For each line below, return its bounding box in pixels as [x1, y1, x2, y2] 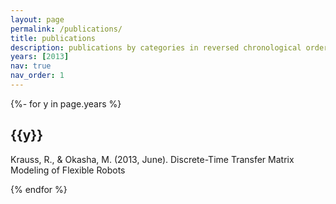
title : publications [10, 33, 97, 43]
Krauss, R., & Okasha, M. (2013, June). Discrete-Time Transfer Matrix [10, 153, 295, 165]
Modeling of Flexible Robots [10, 164, 126, 176]
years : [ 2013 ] [10, 52, 70, 62]
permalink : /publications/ [10, 24, 123, 34]
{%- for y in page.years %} [10, 97, 122, 110]
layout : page [10, 14, 65, 25]
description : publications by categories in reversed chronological [10, 42, 302, 53]
